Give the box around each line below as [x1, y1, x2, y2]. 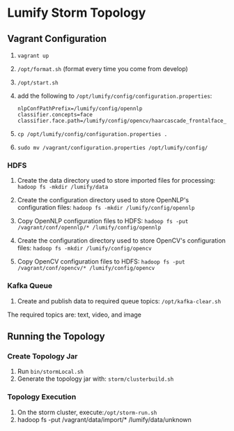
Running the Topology [7, 330, 106, 342]
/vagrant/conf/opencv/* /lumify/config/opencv [17, 265, 155, 272]
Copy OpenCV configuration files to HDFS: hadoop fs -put [17, 257, 186, 266]
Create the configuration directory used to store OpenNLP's [17, 196, 189, 204]
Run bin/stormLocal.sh [17, 368, 84, 376]
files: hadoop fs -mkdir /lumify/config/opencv [17, 244, 152, 252]
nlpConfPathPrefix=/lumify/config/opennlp [17, 105, 143, 112]
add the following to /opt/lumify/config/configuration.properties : [17, 92, 212, 100]
